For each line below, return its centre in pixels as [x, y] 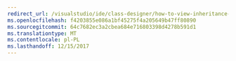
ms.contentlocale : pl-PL [44, 40]
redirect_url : [28, 14]
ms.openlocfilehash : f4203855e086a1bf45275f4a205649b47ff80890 [102, 20]
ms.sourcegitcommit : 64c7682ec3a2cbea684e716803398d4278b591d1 [102, 27]
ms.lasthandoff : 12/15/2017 [48, 46]
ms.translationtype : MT [42, 33]
